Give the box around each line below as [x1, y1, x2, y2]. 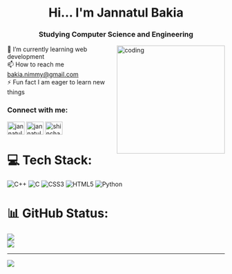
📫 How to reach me [7, 60, 64, 68]
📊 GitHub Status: [7, 205, 108, 221]
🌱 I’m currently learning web [7, 45, 88, 53]
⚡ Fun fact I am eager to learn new [7, 78, 106, 86]
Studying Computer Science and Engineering [39, 30, 193, 39]
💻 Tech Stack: [7, 152, 93, 167]
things [7, 88, 26, 96]
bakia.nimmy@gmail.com [7, 71, 79, 79]
